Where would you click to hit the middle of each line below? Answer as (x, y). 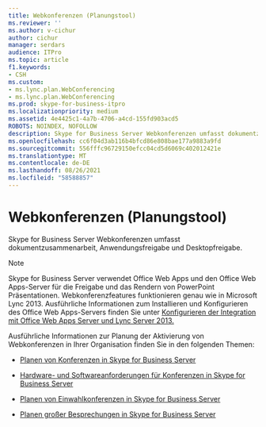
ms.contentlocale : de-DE (49, 163)
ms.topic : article (38, 60)
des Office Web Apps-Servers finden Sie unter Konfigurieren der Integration (132, 312)
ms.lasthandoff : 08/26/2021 (55, 171)
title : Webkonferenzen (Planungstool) (72, 15)
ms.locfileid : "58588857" (51, 178)
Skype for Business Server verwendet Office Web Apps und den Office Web (132, 278)
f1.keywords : (30, 67)
